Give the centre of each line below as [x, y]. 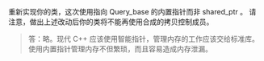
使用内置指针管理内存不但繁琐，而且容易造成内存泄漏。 [120, 49]
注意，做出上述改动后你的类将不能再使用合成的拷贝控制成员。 [111, 22]
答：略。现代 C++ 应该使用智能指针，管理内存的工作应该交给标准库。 [144, 39]
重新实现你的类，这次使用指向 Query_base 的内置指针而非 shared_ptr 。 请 [132, 12]
